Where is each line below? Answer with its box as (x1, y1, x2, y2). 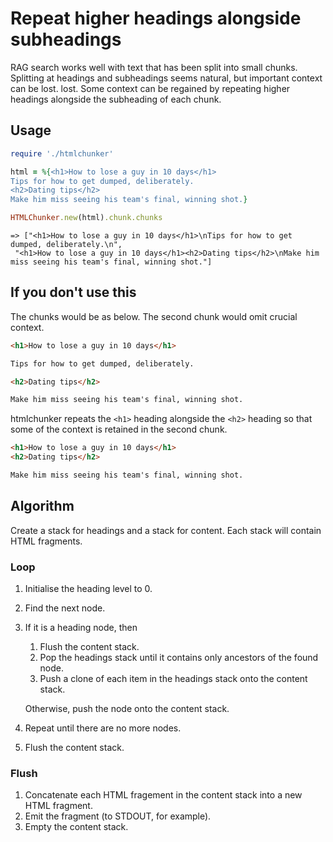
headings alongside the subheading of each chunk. (10, 93, 222, 105)
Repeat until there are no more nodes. (24, 722, 182, 734)
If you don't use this (10, 284, 137, 301)
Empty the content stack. (24, 821, 129, 833)
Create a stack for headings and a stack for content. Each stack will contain (10, 524, 322, 536)
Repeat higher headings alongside (10, 7, 302, 30)
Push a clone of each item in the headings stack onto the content (39, 673, 308, 685)
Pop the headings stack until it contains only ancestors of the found (39, 652, 319, 664)
